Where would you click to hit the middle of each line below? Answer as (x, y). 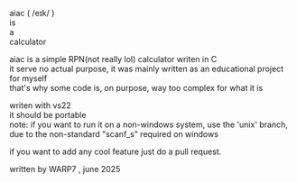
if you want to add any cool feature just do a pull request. (116, 151)
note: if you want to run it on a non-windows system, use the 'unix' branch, (149, 124)
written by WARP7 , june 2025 (65, 169)
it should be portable (48, 115)
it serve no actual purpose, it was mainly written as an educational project (147, 69)
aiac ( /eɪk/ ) (32, 13)
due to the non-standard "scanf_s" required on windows (114, 134)
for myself (28, 78)
